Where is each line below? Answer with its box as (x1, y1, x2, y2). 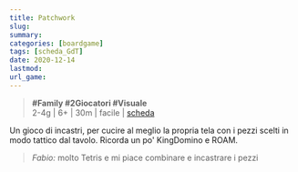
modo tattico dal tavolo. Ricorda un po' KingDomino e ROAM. (9, 134, 239, 146)
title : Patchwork (9, 13, 76, 23)
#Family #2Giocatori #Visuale (31, 97, 148, 108)
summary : (9, 30, 43, 39)
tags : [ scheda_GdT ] (9, 47, 84, 56)
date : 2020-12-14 (9, 56, 76, 65)
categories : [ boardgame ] (9, 38, 104, 48)
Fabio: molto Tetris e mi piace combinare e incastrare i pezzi (31, 152, 259, 163)
